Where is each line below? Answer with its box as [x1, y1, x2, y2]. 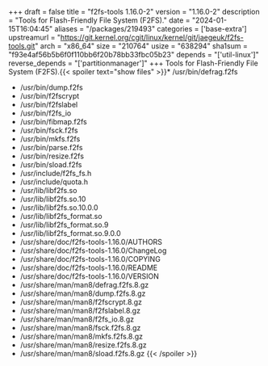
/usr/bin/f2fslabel [19, 100, 78, 109]
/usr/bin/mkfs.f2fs [19, 134, 81, 144]
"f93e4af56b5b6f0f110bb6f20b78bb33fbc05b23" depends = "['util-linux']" [8, 50, 260, 59]
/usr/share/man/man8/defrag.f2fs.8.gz [19, 280, 149, 289]
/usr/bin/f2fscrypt [19, 91, 80, 100]
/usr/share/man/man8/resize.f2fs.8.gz [19, 340, 147, 350]
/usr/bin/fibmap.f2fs [19, 117, 87, 126]
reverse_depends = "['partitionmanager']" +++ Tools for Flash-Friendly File [8, 58, 258, 68]
